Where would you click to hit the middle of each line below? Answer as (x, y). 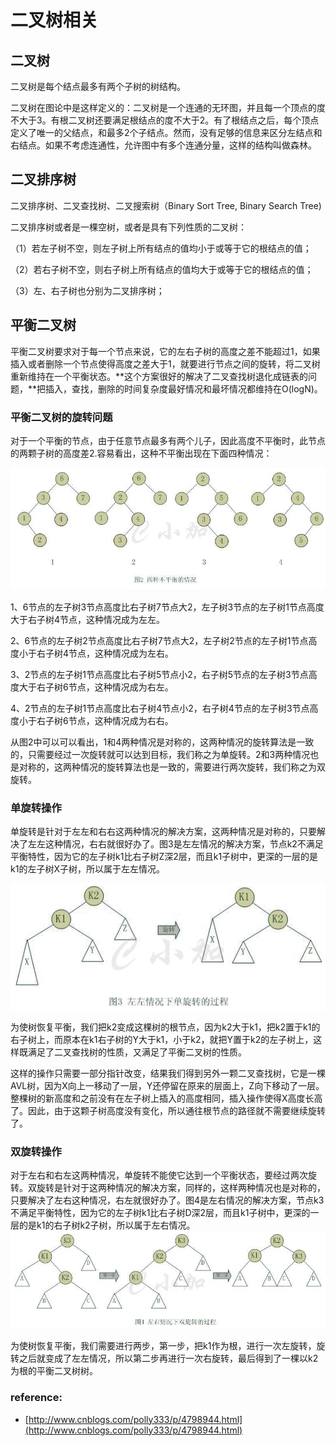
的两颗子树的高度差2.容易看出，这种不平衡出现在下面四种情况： (141, 453)
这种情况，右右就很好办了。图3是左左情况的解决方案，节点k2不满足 (184, 844)
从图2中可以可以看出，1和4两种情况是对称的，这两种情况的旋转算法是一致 (162, 742)
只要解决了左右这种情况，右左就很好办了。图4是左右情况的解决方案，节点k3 (167, 1200)
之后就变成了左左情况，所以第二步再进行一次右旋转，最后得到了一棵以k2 (168, 1358)
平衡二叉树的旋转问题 (61, 417)
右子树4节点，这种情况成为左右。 (105, 653)
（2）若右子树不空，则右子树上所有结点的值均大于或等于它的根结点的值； (162, 269)
